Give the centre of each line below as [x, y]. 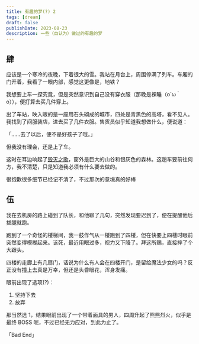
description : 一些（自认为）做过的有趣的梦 [54, 34]
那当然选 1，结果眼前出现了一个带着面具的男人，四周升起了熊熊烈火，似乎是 [99, 314]
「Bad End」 [22, 335]
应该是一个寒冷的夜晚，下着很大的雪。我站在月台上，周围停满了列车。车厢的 [99, 74]
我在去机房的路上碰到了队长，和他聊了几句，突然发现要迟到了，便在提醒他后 [99, 215]
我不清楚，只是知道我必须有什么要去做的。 [68, 167]
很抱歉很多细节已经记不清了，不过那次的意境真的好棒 [71, 179]
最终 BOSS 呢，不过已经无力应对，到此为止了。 [64, 322]
